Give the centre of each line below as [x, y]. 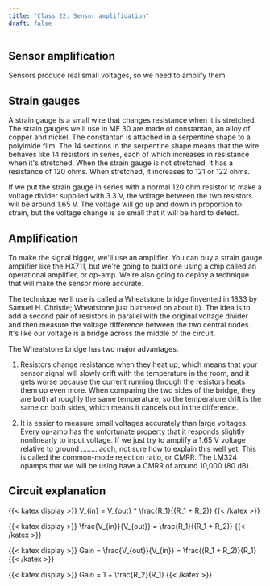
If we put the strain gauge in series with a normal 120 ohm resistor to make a [135, 187]
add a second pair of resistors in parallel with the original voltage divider [128, 316]
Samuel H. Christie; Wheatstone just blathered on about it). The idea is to [129, 307]
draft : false [30, 23]
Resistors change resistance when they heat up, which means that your [139, 364]
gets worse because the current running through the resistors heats [133, 381]
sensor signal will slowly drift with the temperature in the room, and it [135, 373]
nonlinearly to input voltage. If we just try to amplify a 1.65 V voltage [133, 439]
